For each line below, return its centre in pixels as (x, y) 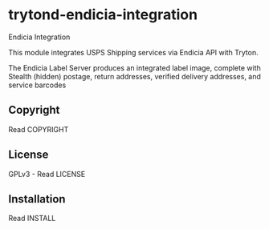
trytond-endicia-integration (103, 15)
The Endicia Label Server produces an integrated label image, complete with (134, 68)
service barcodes (37, 85)
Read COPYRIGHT (39, 129)
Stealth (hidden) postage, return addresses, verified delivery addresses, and (134, 76)
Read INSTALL (32, 219)
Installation (37, 199)
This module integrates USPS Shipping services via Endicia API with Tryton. (133, 52)
